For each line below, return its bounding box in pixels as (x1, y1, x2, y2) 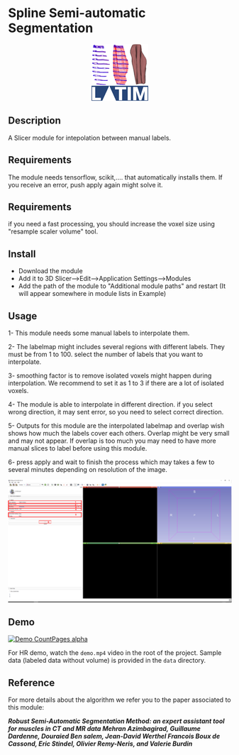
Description (8, 115, 61, 127)
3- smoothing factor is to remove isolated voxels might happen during (8, 371, 212, 380)
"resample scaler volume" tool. (8, 227, 99, 236)
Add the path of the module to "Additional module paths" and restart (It (18, 282, 226, 290)
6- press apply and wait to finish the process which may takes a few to (8, 458, 215, 466)
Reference (8, 676, 55, 689)
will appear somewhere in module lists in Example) (18, 290, 167, 298)
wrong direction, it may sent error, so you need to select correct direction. (8, 408, 224, 416)
